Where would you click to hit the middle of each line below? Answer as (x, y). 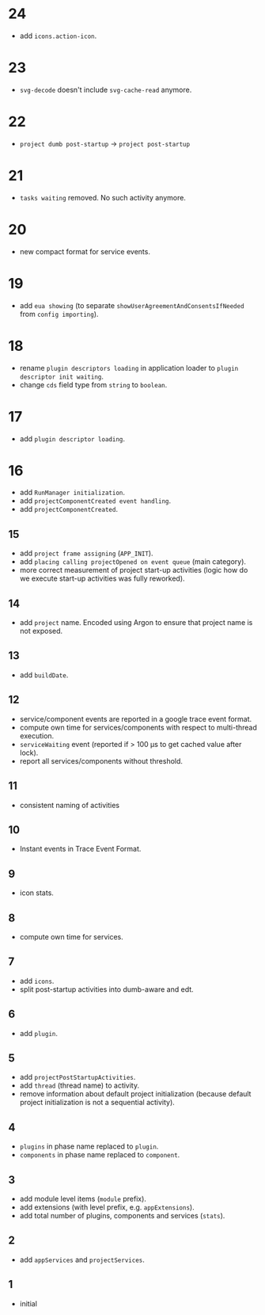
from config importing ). (59, 314)
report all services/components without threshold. (101, 760)
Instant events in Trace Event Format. (80, 849)
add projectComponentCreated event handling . (95, 501)
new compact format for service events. (85, 251)
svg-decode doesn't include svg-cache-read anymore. (106, 90)
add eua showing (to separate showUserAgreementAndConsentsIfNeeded (132, 305)
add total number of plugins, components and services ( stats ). (122, 1216)
